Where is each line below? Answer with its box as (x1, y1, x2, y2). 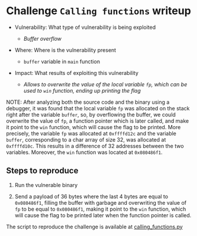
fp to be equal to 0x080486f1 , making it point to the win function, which (14, 205, 186, 212)
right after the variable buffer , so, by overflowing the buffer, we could (6, 111, 176, 118)
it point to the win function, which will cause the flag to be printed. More (6, 123, 181, 130)
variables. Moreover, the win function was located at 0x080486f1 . (6, 149, 163, 156)
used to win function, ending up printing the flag (23, 87, 141, 94)
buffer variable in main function (23, 58, 101, 65)
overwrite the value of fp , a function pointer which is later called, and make (6, 117, 189, 124)
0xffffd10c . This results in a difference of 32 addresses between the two (6, 142, 185, 149)
